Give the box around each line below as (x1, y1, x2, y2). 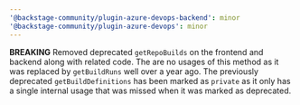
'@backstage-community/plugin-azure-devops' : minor (9, 22, 208, 31)
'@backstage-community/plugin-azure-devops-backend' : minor (9, 13, 241, 23)
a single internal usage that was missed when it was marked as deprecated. (9, 85, 292, 96)
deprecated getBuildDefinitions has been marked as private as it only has (9, 75, 291, 86)
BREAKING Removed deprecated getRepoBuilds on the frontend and (9, 46, 264, 57)
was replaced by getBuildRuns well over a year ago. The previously (9, 65, 259, 77)
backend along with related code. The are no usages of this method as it (9, 56, 279, 67)
